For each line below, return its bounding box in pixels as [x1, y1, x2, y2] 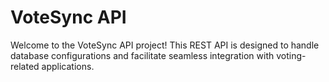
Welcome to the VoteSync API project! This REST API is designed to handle [10, 39, 320, 51]
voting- [276, 49, 307, 61]
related [10, 60, 40, 72]
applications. [41, 60, 95, 72]
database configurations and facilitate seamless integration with [10, 49, 275, 61]
